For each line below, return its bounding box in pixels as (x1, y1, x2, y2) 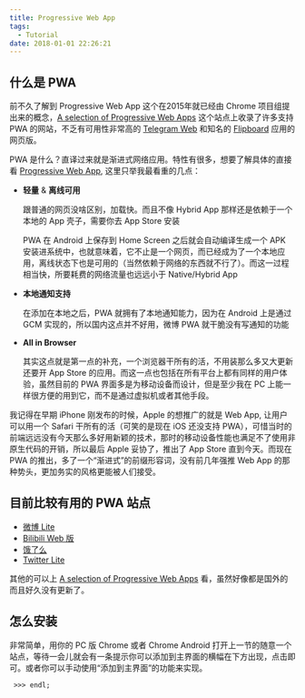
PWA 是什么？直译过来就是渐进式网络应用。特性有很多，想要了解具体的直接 (9, 154, 292, 165)
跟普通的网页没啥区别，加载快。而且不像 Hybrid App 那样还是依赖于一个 (22, 204, 293, 215)
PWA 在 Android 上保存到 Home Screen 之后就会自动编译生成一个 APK (22, 235, 286, 246)
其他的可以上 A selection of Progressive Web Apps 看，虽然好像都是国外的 (9, 572, 289, 583)
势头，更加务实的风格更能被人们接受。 (16, 466, 161, 478)
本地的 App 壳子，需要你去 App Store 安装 (22, 216, 181, 227)
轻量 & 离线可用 (22, 185, 81, 196)
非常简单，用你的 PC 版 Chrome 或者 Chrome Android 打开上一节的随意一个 (9, 639, 292, 651)
